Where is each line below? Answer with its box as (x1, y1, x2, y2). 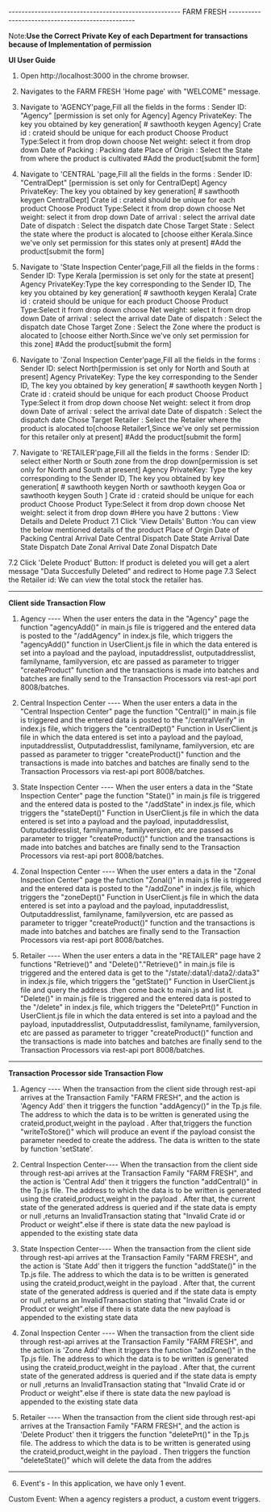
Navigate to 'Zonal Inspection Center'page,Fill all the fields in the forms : (19, 355, 261, 364)
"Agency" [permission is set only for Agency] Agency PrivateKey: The (19, 111, 252, 120)
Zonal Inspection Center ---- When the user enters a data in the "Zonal (19, 867, 256, 876)
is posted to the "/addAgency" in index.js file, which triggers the (19, 631, 233, 640)
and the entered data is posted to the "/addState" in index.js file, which (19, 799, 256, 809)
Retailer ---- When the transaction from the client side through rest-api (19, 1413, 256, 1422)
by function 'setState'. (19, 1144, 94, 1154)
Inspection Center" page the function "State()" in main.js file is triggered (19, 791, 261, 800)
